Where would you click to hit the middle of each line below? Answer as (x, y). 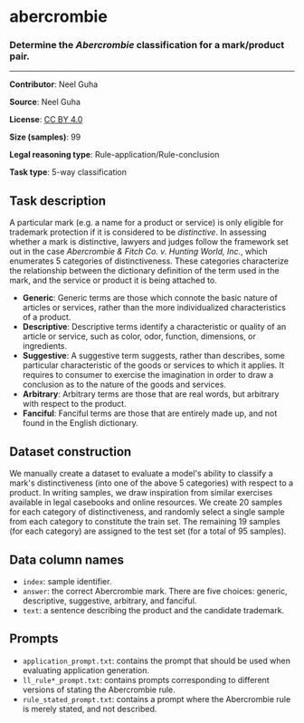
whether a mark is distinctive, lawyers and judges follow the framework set (149, 242)
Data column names (67, 559)
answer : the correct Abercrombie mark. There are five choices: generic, (155, 591)
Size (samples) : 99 (45, 137)
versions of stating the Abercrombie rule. (99, 689)
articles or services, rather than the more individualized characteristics (154, 308)
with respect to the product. (74, 404)
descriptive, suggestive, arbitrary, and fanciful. (109, 601)
